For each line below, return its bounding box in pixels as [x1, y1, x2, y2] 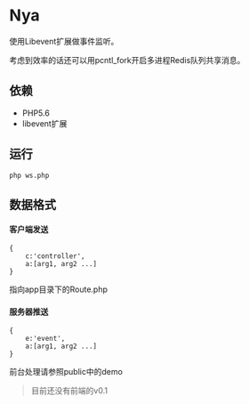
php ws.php [9, 171, 50, 180]
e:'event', [25, 335, 66, 343]
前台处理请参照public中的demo [9, 367, 123, 377]
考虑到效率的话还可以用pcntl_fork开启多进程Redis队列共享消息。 [9, 54, 245, 65]
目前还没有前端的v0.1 [30, 385, 108, 396]
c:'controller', [25, 252, 86, 261]
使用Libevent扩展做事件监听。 [9, 36, 119, 46]
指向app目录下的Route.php [9, 284, 108, 295]
